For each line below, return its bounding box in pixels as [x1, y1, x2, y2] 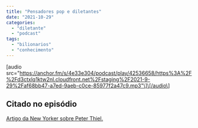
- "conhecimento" [11, 47, 54, 53]
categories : [6, 19, 35, 25]
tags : [6, 36, 20, 42]
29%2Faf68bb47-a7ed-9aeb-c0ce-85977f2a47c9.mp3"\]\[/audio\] [6, 82, 170, 89]
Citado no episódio [6, 99, 77, 109]
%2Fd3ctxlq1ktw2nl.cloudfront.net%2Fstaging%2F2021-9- [6, 76, 151, 83]
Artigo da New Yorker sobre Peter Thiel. [6, 114, 103, 122]
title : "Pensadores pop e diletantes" [6, 8, 102, 15]
